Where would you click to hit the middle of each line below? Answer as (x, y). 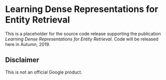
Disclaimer (22, 60)
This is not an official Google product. (44, 72)
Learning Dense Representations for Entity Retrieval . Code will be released (82, 39)
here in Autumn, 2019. (28, 44)
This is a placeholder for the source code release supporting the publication (83, 33)
